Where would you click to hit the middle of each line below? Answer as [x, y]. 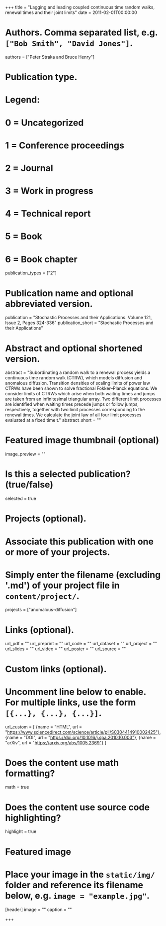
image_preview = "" [25, 454]
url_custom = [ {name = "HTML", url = [44, 727]
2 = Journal [29, 168]
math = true [17, 787]
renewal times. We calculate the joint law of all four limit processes [73, 415]
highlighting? [33, 818]
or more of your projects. [58, 552]
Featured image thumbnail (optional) [82, 440]
